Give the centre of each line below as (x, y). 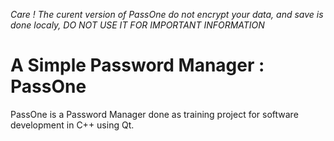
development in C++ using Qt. (72, 125)
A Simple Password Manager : (137, 65)
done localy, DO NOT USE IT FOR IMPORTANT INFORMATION (137, 25)
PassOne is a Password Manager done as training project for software (154, 114)
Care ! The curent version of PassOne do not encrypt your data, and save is (167, 14)
